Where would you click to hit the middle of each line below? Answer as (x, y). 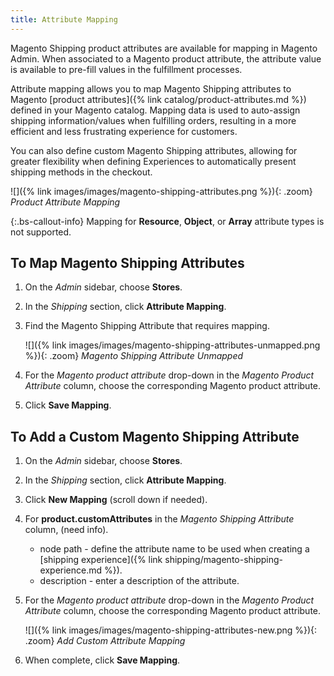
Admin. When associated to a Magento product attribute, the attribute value (166, 58)
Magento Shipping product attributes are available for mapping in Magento (164, 48)
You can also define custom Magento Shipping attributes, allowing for (154, 150)
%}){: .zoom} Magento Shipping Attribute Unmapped (134, 356)
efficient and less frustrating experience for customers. (124, 131)
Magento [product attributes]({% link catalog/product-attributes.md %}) (158, 99)
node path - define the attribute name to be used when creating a (174, 549)
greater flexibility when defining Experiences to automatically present (153, 161)
